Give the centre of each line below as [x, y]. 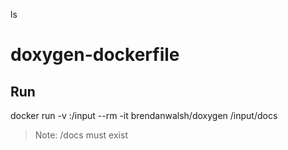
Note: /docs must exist [81, 135]
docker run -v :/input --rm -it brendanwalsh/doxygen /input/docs [144, 115]
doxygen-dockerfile [95, 55]
